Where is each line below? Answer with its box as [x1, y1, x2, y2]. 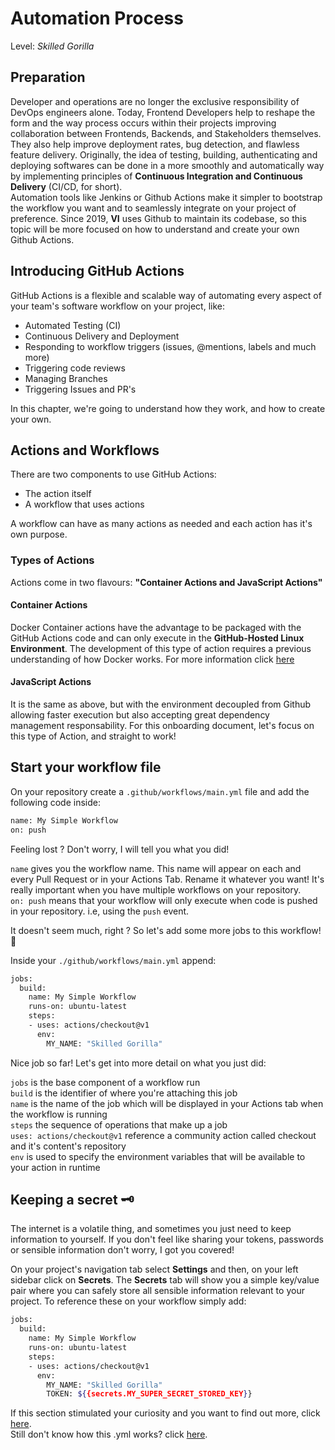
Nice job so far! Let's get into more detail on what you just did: [10, 1057, 267, 1069]
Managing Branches [24, 372, 108, 384]
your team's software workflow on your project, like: [10, 300, 226, 312]
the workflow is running [10, 1108, 108, 1120]
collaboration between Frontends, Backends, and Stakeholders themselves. [10, 127, 322, 139]
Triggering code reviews [24, 362, 126, 374]
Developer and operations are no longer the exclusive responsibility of [10, 95, 300, 107]
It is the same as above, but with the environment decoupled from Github [10, 698, 312, 711]
